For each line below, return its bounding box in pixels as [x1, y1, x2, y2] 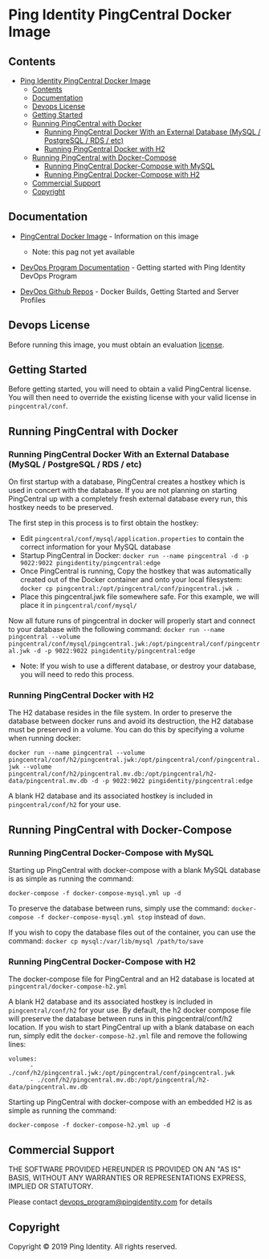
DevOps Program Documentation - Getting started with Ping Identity [19, 263, 247, 272]
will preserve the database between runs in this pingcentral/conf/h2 [8, 1014, 233, 1024]
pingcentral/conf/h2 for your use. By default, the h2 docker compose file [8, 1005, 251, 1015]
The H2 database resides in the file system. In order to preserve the [8, 708, 233, 718]
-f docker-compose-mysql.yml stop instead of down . [37, 912, 206, 922]
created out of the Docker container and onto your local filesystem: [19, 575, 243, 585]
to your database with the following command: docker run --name [8, 625, 225, 634]
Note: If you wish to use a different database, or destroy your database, [19, 661, 257, 671]
